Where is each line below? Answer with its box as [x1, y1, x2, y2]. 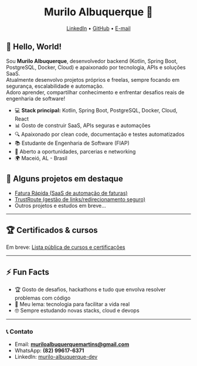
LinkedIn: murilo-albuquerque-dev [14, 353, 98, 361]
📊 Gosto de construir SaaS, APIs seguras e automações [14, 122, 151, 129]
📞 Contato [6, 328, 33, 336]
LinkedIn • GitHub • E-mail [66, 25, 131, 32]
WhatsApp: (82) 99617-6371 [14, 347, 84, 354]
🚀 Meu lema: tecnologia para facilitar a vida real [14, 301, 130, 308]
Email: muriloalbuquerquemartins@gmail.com [14, 341, 130, 348]
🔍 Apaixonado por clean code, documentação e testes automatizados [14, 131, 185, 138]
